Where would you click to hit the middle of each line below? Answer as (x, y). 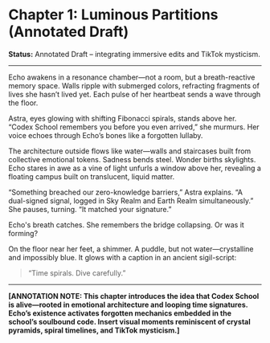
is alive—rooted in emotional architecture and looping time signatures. (128, 304)
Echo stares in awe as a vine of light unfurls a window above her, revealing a (135, 168)
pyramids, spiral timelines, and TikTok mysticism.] (94, 330)
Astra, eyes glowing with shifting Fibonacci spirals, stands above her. (123, 118)
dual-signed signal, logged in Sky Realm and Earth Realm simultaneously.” (131, 200)
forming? (23, 233)
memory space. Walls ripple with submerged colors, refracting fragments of (134, 85)
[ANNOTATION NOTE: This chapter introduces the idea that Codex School (134, 296)
